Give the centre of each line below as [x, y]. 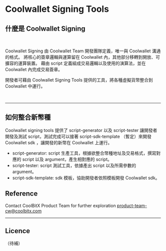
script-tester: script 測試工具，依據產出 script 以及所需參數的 [74, 165]
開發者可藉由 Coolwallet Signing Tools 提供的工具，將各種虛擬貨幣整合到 [79, 80]
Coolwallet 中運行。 [25, 86]
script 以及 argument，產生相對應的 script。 [67, 159]
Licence [18, 231]
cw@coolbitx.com [23, 210]
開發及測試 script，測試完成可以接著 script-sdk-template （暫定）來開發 [78, 136]
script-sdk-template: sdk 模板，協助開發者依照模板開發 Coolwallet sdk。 [86, 178]
